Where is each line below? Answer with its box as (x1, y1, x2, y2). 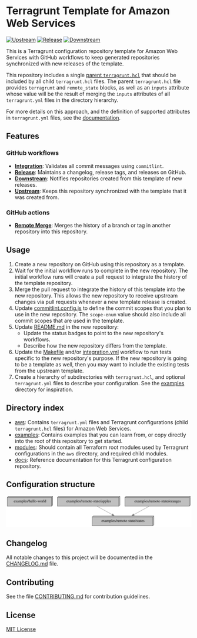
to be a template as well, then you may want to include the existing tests (14, 361, 189, 368)
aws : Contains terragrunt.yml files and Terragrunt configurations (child (14, 418, 188, 425)
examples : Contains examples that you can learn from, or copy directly (14, 431, 186, 438)
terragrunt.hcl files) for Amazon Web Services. (14, 425, 132, 432)
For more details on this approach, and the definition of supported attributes (6, 108, 191, 115)
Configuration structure (6, 479, 95, 490)
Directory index (6, 403, 64, 413)
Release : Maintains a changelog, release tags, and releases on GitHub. (14, 168, 186, 176)
